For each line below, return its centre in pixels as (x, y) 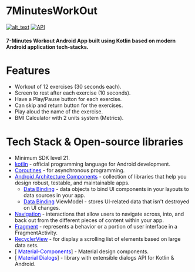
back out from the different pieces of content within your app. (89, 220)
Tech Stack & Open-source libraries (95, 142)
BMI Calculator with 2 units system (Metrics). (69, 118)
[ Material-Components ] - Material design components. (81, 251)
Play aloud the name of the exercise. (59, 112)
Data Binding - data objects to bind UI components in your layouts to (106, 189)
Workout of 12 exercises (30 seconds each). (68, 87)
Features (28, 70)
